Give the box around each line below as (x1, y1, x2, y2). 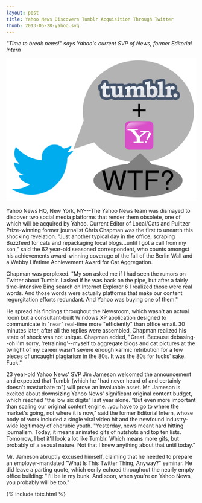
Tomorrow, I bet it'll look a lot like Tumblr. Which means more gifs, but (6, 435, 180, 443)
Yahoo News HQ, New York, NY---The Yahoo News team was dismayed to (6, 207, 191, 215)
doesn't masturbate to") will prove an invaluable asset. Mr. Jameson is (6, 384, 181, 391)
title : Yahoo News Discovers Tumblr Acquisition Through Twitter (6, 16, 174, 22)
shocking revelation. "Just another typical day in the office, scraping (6, 233, 175, 240)
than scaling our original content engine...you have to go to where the (6, 403, 179, 411)
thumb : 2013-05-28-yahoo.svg (6, 22, 80, 28)
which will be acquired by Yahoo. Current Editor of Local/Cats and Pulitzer (6, 220, 191, 227)
